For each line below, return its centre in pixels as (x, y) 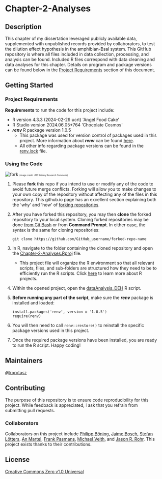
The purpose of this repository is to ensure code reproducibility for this (77, 400)
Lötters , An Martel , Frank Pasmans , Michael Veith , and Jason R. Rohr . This (80, 439)
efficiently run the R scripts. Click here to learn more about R (81, 273)
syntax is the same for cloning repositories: (56, 230)
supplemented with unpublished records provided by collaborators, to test (80, 44)
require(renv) (27, 316)
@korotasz (16, 372)
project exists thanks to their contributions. (48, 444)
